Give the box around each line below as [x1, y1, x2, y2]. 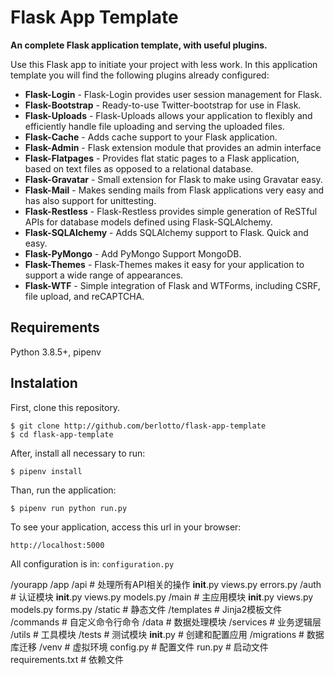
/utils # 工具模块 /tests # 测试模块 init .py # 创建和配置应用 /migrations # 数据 [10, 628, 325, 640]
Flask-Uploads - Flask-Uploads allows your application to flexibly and [24, 109, 313, 121]
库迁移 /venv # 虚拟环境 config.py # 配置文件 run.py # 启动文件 [10, 641, 269, 653]
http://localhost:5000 [10, 540, 105, 550]
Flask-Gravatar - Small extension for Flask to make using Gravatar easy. [24, 173, 323, 185]
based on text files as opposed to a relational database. [24, 162, 254, 175]
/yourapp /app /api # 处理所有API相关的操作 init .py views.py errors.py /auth [10, 578, 322, 590]
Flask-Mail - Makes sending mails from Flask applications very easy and [24, 184, 325, 196]
